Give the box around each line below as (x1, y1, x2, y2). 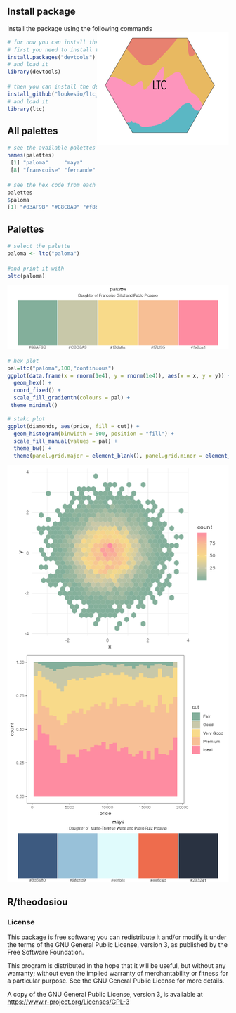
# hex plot (7, 357, 39, 364)
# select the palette (7, 243, 71, 250)
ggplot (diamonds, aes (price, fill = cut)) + (7, 422, 140, 430)
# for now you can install (7, 39, 86, 46)
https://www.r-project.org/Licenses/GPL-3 (7, 998, 130, 1006)
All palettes (7, 124, 58, 136)
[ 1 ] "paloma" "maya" (10, 160, 83, 167)
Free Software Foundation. (7, 948, 84, 957)
